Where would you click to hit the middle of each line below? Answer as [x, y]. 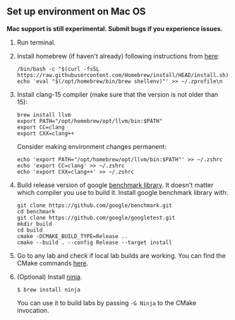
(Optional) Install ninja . [49, 277]
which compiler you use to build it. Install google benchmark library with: [122, 192]
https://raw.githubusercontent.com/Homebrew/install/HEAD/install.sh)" [124, 75]
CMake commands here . [53, 263]
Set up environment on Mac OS [76, 12]
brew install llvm [44, 115]
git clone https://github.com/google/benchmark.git [94, 205]
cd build [30, 230]
